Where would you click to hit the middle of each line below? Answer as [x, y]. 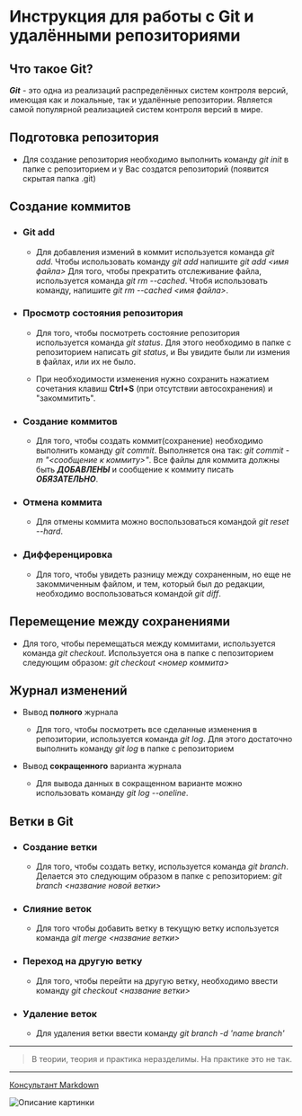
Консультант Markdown [54, 1085]
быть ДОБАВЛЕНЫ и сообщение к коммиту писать [135, 470]
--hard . [49, 531]
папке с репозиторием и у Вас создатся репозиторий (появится [146, 169]
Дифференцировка [67, 554]
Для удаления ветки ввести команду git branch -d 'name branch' [160, 1033]
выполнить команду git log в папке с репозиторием [135, 748]
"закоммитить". [66, 398]
